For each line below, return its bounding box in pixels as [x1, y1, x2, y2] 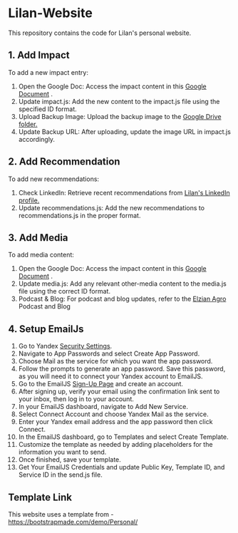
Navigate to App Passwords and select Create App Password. [18, 349, 200, 358]
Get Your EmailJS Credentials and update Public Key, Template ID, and [18, 463, 225, 472]
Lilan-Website [8, 5, 93, 21]
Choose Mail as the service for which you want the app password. [18, 357, 213, 366]
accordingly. [18, 135, 56, 143]
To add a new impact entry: [8, 68, 88, 76]
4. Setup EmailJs [8, 323, 84, 335]
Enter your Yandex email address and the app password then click [18, 418, 213, 426]
